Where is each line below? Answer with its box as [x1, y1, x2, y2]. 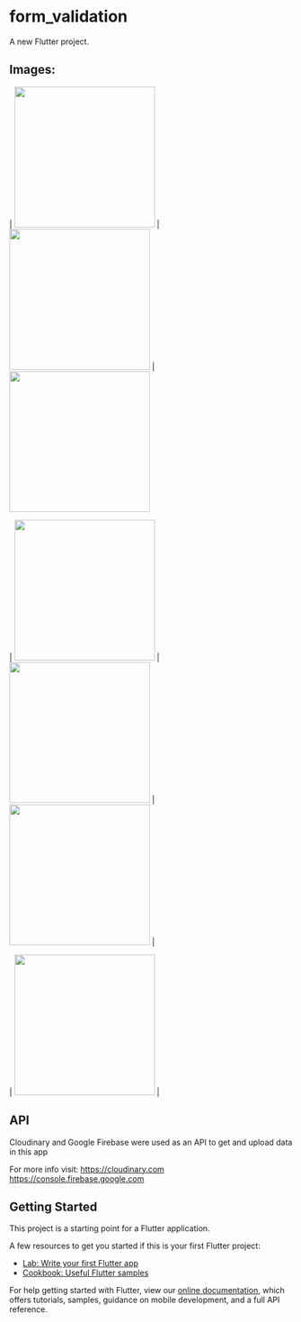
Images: [9, 62, 56, 77]
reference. [9, 1304, 48, 1315]
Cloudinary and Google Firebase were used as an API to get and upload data [9, 1137, 293, 1147]
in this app [9, 1146, 49, 1157]
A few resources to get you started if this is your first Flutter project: [9, 1240, 261, 1252]
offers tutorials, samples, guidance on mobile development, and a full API [9, 1294, 280, 1306]
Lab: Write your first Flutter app [22, 1258, 139, 1269]
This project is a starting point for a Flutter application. [9, 1223, 210, 1234]
